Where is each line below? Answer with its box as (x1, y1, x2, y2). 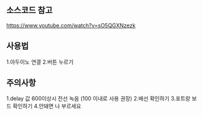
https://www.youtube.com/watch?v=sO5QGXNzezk (6, 21, 136, 29)
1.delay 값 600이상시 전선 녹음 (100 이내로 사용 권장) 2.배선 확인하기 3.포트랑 (6, 95, 191, 102)
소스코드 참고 (6, 5, 53, 16)
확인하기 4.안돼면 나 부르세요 (12, 102, 81, 110)
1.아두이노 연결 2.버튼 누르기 (6, 58, 74, 65)
